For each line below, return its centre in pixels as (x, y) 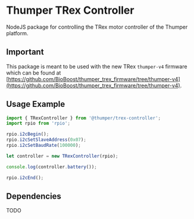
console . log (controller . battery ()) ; (51, 167)
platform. (17, 33)
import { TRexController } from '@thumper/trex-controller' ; (84, 118)
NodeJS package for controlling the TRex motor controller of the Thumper (97, 27)
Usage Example (36, 104)
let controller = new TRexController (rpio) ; (62, 156)
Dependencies (34, 196)
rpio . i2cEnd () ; (25, 178)
